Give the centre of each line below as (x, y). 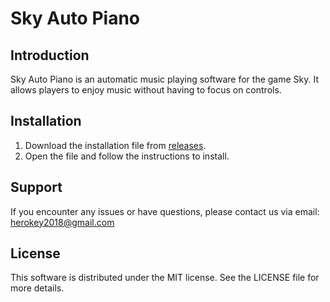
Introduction (50, 55)
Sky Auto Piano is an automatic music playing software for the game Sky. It (165, 79)
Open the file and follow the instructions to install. (127, 156)
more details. (37, 288)
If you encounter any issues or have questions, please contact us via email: (165, 211)
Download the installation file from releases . (115, 145)
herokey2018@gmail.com (62, 222)
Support (36, 187)
